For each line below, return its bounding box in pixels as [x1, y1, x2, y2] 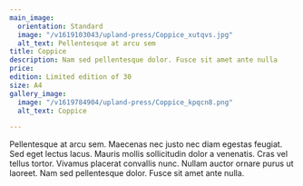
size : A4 [9, 81, 43, 90]
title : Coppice [9, 47, 67, 56]
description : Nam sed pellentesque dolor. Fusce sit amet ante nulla [9, 55, 279, 64]
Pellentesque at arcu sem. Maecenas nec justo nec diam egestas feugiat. [9, 139, 283, 150]
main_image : [9, 13, 54, 23]
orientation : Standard [17, 22, 103, 31]
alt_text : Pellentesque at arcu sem [17, 38, 156, 48]
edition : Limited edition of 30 [9, 73, 132, 82]
